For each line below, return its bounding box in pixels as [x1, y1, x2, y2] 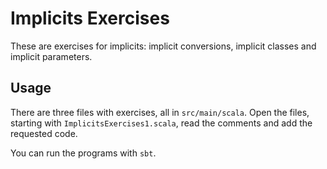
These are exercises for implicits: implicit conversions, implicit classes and [10, 40, 317, 52]
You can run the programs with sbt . [10, 147, 157, 159]
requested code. [10, 127, 78, 139]
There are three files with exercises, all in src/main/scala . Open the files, [10, 106, 310, 118]
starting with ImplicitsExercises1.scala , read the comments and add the [10, 117, 313, 129]
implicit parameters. [10, 50, 93, 62]
